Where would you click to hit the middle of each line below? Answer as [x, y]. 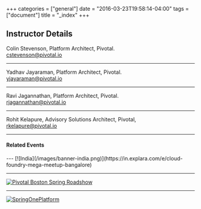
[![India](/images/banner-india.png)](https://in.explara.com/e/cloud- [99, 159]
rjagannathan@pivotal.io [36, 102]
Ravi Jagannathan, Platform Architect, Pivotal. [63, 95]
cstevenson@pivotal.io [34, 55]
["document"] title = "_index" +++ [48, 15]
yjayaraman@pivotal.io [34, 78]
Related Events [25, 145]
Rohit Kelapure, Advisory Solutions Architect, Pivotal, [71, 119]
